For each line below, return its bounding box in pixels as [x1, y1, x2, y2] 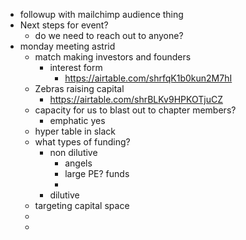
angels [64, 157, 93, 169]
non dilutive [49, 147, 98, 158]
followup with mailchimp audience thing [19, 9, 184, 20]
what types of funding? [34, 136, 131, 148]
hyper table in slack [34, 125, 116, 137]
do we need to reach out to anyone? [34, 30, 184, 41]
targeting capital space [34, 200, 130, 211]
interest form [49, 62, 103, 73]
